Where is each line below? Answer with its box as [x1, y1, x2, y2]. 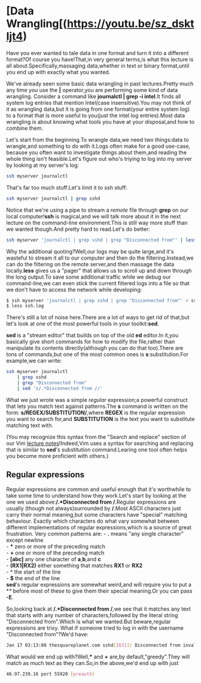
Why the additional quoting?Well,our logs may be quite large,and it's [6, 248, 175, 255]
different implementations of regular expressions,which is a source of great [6, 523, 191, 530]
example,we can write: [6, 357, 62, 364]
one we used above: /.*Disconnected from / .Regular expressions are [6, 498, 176, 505]
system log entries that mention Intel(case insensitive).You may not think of [6, 99, 191, 106]
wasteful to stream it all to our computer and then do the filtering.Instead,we [6, 254, 194, 261]
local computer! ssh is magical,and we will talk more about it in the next [6, 212, 181, 219]
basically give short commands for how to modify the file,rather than [6, 338, 175, 345]
